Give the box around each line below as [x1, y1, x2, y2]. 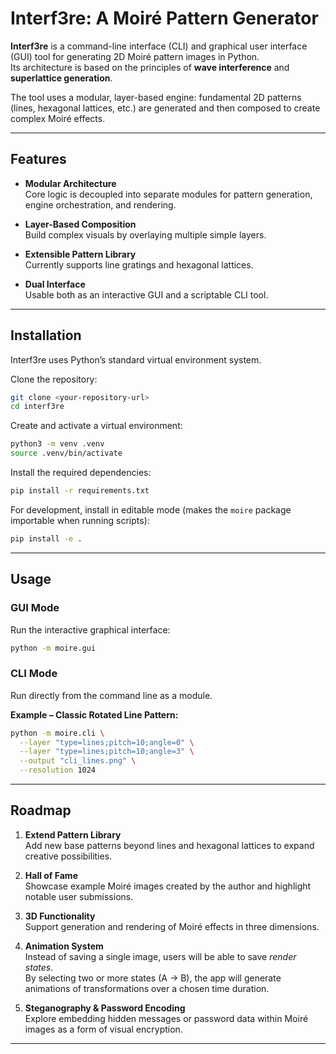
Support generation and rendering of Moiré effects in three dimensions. [24, 920, 320, 932]
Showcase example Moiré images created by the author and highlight [24, 880, 312, 892]
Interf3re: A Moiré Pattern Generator [10, 7, 319, 30]
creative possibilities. [24, 850, 113, 862]
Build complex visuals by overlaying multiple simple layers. [24, 228, 267, 241]
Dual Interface [24, 278, 86, 290]
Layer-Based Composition [24, 218, 137, 230]
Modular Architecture [24, 177, 117, 189]
